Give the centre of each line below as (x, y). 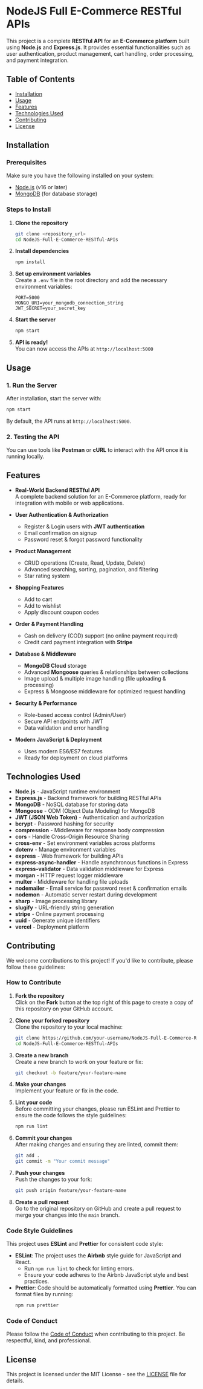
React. (23, 1262)
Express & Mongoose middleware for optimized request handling (105, 691)
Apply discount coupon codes (61, 612)
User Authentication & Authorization (62, 514)
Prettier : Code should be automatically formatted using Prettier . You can (105, 1288)
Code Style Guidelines (40, 1231)
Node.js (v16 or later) (41, 187)
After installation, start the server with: (54, 398)
